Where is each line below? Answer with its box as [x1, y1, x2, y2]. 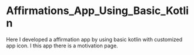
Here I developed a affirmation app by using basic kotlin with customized [6, 36, 183, 43]
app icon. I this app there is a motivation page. [6, 42, 119, 49]
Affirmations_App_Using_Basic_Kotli [6, 4, 189, 18]
